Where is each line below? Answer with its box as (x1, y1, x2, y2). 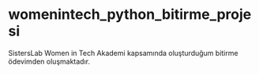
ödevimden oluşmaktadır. (8, 57, 91, 66)
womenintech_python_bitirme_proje (8, 6, 252, 24)
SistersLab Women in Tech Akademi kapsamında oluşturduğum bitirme (8, 48, 238, 57)
